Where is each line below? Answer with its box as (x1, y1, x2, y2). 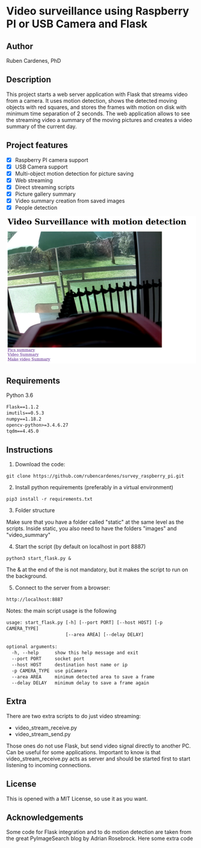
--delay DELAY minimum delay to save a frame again (11, 680, 149, 686)
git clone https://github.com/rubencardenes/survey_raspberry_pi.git (6, 473, 185, 480)
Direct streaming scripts (14, 183, 75, 191)
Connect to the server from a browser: (14, 584, 111, 591)
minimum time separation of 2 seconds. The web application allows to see (6, 110, 191, 117)
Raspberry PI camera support (14, 156, 88, 164)
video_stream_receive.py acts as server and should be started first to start (6, 755, 191, 762)
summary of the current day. (6, 123, 77, 130)
